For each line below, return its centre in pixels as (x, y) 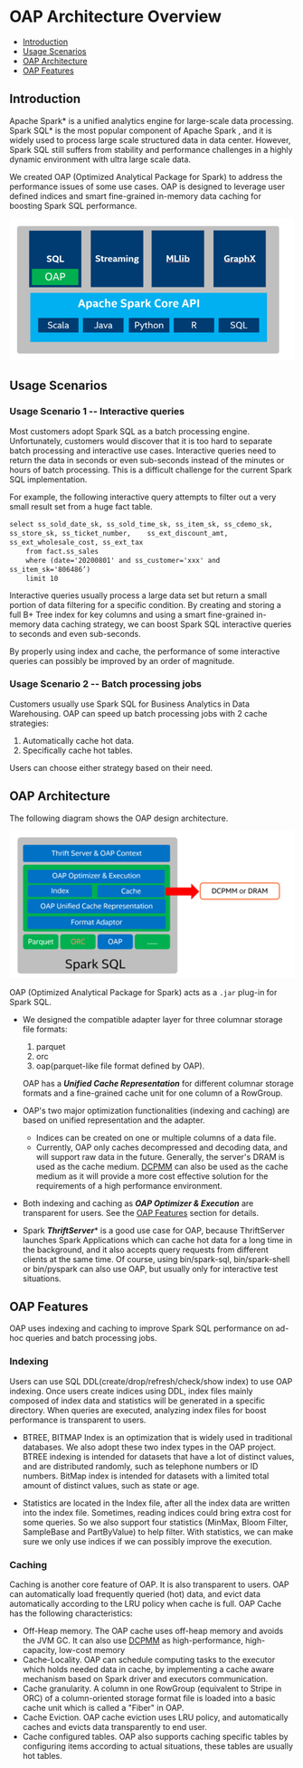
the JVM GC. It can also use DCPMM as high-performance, (133, 1640)
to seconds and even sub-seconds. (76, 633)
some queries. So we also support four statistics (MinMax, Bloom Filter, (155, 1522)
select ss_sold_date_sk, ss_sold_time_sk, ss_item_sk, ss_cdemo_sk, (141, 524)
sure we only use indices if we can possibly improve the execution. (147, 1541)
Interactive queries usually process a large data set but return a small (138, 595)
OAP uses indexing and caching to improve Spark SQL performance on (142, 1328)
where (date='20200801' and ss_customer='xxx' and (123, 560)
